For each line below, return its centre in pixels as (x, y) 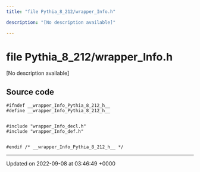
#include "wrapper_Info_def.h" (45, 132)
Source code (30, 92)
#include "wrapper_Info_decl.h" (46, 126)
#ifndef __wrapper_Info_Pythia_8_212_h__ (58, 106)
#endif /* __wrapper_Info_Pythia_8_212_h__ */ (65, 147)
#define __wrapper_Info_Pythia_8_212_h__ (58, 111)
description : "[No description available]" (61, 22)
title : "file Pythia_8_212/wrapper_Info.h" (61, 12)
